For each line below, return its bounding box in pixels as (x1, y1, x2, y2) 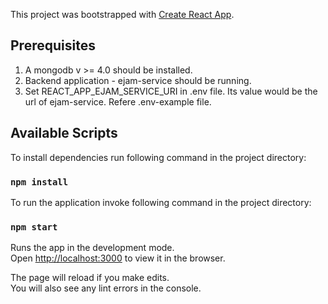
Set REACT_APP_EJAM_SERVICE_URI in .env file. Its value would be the (24, 85, 318, 97)
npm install (10, 176, 69, 188)
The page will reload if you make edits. (10, 272, 170, 284)
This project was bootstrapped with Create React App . (10, 9, 235, 20)
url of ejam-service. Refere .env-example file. (24, 95, 212, 108)
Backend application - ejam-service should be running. (24, 74, 252, 86)
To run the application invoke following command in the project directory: (10, 196, 312, 208)
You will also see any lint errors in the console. (10, 282, 202, 294)
